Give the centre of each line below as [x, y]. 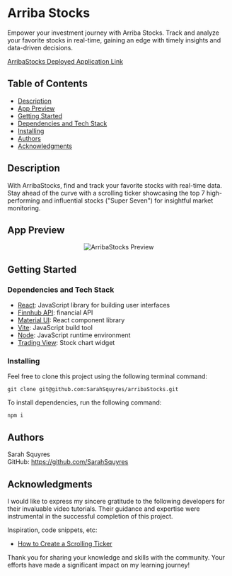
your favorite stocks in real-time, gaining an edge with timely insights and [114, 40]
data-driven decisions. [40, 47]
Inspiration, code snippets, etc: [52, 530]
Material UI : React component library [71, 320]
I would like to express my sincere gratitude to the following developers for [116, 501]
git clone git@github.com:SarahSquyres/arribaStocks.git [93, 390]
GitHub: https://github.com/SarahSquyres [68, 462]
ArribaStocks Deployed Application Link [65, 61]
